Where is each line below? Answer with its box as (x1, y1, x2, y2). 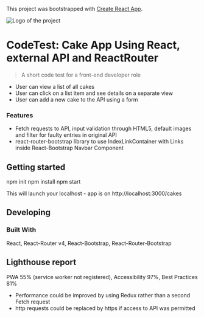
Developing (6, 207, 51, 218)
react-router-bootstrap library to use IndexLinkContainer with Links (15, 138, 184, 145)
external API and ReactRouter (6, 51, 159, 65)
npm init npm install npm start (6, 178, 81, 185)
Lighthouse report (6, 257, 77, 268)
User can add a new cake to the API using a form (15, 95, 138, 103)
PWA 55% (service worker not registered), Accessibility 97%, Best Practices (6, 273, 198, 280)
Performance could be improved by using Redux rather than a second (15, 291, 191, 299)
